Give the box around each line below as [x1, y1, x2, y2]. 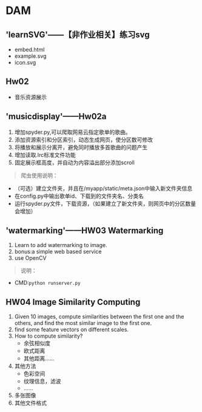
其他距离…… [23, 355, 55, 362]
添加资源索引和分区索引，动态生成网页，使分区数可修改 [14, 136, 153, 143]
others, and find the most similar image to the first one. [14, 319, 152, 327]
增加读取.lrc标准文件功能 [14, 151, 76, 158]
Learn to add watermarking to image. [14, 242, 107, 249]
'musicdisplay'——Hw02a [5, 111, 107, 122]
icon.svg [14, 59, 36, 66]
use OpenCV [14, 254, 47, 262]
